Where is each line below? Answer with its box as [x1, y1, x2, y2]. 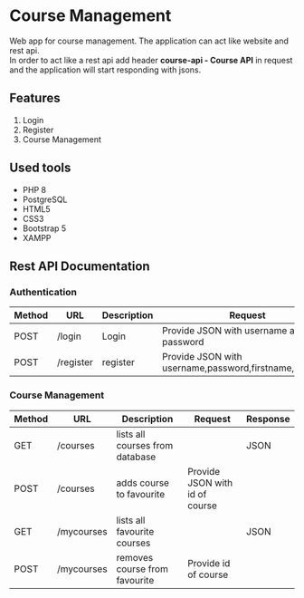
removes [116, 551, 154, 564]
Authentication [9, 285, 77, 298]
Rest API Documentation [9, 258, 151, 274]
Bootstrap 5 [22, 223, 67, 234]
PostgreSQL [22, 194, 68, 205]
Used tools [9, 160, 71, 176]
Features [9, 91, 61, 106]
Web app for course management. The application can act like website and [9, 35, 290, 46]
